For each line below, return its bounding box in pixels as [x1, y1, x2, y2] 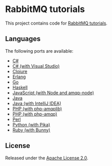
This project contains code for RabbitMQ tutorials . [5, 20, 108, 26]
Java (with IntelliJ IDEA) [12, 100, 61, 106]
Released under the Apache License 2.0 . [5, 154, 89, 161]
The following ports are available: [5, 48, 74, 54]
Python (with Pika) [12, 121, 51, 127]
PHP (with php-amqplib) [12, 105, 62, 111]
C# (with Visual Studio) [12, 63, 60, 69]
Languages [5, 35, 41, 43]
